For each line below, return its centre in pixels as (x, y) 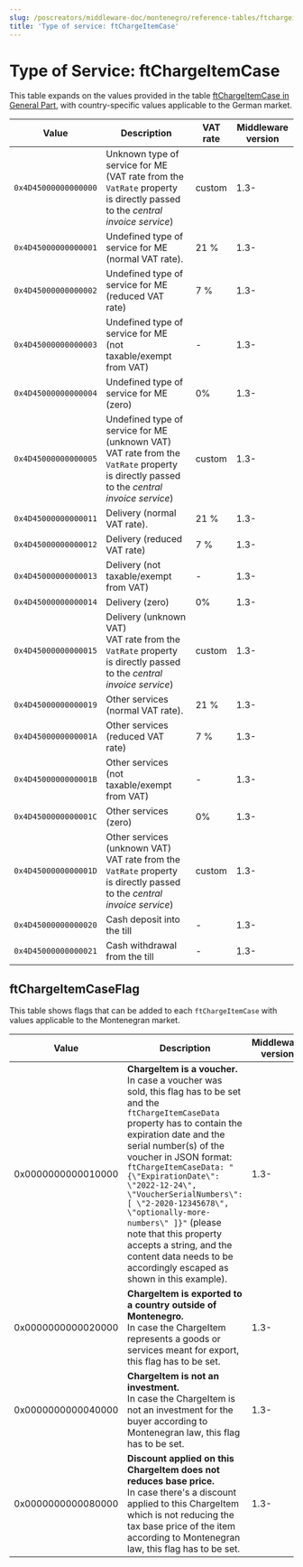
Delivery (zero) (138, 602)
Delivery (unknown (146, 617)
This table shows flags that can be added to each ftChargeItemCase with (143, 1011)
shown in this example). (178, 1279)
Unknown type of (142, 154)
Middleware (262, 127)
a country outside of (172, 1305)
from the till (130, 956)
